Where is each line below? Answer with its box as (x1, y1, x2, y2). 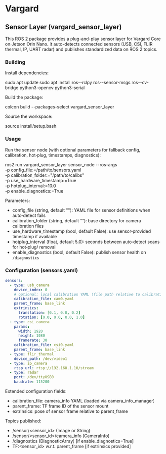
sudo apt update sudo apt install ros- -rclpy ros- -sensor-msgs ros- (5, 80, 140, 86)
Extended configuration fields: (5, 388, 67, 394)
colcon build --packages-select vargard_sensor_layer (5, 104, 115, 110)
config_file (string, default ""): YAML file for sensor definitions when (12, 207, 151, 213)
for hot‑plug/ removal (12, 244, 56, 250)
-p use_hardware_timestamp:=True (5, 177, 77, 183)
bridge (5, 85, 19, 91)
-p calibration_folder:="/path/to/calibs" (5, 172, 84, 178)
